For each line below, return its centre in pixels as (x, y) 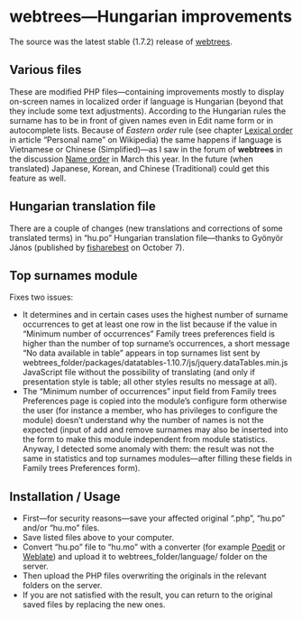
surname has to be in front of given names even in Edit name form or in (141, 120)
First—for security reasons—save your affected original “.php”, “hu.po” (154, 518)
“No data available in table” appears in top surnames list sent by (141, 353)
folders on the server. (62, 586)
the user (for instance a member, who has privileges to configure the (150, 411)
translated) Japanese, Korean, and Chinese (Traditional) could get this (140, 168)
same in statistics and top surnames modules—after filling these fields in (157, 458)
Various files (46, 70)
